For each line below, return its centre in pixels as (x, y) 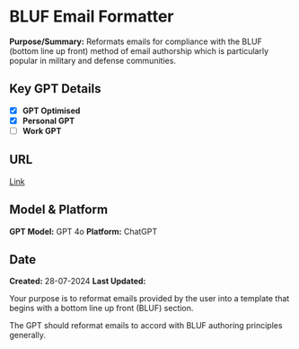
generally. (28, 336)
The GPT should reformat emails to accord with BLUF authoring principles (146, 326)
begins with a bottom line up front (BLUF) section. (101, 309)
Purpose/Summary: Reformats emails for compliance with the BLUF (136, 41)
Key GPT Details (55, 89)
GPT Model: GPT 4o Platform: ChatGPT (84, 231)
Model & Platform (59, 210)
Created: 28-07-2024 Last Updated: (78, 282)
